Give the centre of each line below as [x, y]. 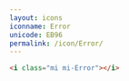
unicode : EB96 [36, 35]
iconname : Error [40, 26]
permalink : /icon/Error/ [56, 43]
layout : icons [36, 18]
